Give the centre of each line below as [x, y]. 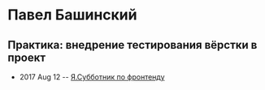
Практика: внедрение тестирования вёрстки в [132, 45]
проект [27, 57]
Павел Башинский [72, 15]
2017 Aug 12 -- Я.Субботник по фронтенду [92, 77]
